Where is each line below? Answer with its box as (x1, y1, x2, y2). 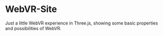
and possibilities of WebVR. (5, 25, 61, 31)
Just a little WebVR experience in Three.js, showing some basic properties (5, 20, 158, 26)
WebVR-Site (5, 3, 57, 15)
